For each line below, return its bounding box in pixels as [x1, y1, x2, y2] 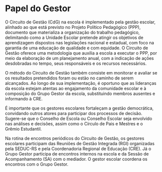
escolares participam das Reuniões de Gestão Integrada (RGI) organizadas [5, 140, 155, 146]
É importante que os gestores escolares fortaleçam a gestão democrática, [5, 105, 154, 111]
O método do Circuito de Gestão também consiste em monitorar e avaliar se [5, 70, 158, 76]
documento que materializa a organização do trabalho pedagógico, [5, 29, 140, 35]
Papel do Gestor [5, 3, 71, 14]
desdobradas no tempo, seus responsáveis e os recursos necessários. [5, 60, 147, 66]
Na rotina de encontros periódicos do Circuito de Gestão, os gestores [5, 135, 144, 141]
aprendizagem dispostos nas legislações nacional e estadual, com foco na [5, 39, 154, 45]
